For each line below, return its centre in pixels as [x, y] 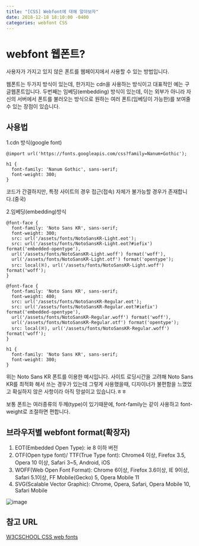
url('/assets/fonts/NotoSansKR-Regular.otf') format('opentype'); [95, 323]
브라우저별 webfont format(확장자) [68, 432]
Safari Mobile [31, 490]
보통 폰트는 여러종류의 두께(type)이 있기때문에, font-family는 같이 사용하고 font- [99, 404]
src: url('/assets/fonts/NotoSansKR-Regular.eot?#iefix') [85, 307]
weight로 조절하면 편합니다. [38, 412]
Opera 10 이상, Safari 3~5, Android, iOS [62, 462]
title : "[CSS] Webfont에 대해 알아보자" [53, 12]
